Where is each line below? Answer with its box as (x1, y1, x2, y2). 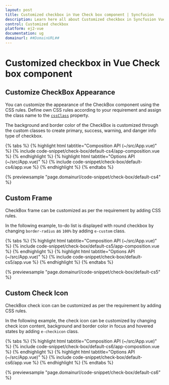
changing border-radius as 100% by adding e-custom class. (5, 228, 126, 234)
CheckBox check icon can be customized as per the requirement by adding (5, 302, 161, 308)
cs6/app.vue (5, 359, 32, 365)
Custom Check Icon (5, 289, 68, 298)
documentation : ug (5, 31, 44, 36)
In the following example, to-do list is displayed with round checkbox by (5, 222, 154, 228)
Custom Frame (5, 194, 52, 203)
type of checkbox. (5, 132, 43, 139)
